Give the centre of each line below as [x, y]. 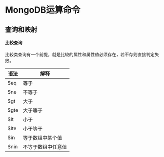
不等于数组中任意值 [45, 147]
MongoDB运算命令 [43, 10]
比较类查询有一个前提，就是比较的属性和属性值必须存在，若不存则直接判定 [80, 54]
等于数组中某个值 [42, 138]
